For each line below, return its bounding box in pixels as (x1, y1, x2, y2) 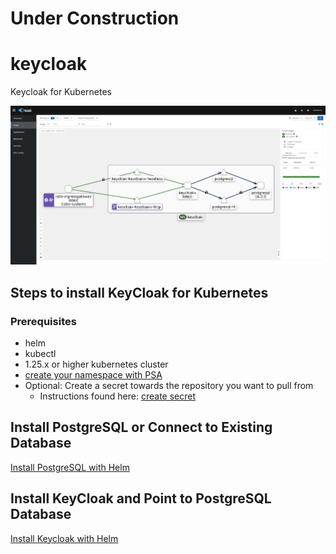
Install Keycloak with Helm (10, 532, 119, 544)
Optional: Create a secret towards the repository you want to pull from (24, 380, 314, 392)
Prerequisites (10, 314, 77, 328)
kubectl (24, 348, 57, 360)
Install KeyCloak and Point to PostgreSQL (10, 490, 272, 507)
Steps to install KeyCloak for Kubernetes (10, 284, 269, 301)
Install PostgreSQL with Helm (10, 461, 130, 473)
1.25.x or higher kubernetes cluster (24, 358, 169, 371)
